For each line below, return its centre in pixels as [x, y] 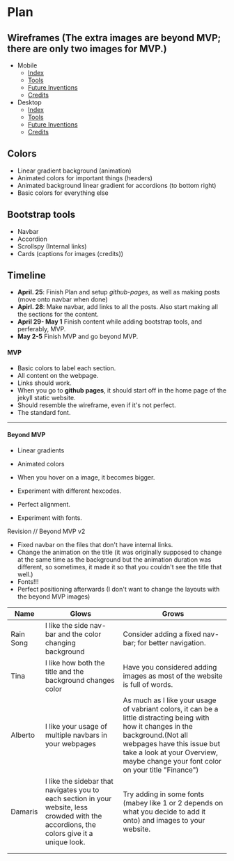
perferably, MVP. [41, 329]
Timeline [27, 276]
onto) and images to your [164, 820]
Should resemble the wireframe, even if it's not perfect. [96, 405]
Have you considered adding [170, 667]
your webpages [70, 743]
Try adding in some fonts [164, 794]
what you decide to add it [164, 812]
